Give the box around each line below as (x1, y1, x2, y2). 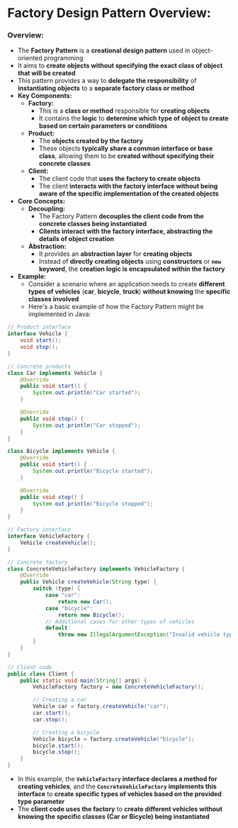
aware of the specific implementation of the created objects (38, 189, 220, 198)
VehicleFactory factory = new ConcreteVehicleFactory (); (33, 683, 204, 690)
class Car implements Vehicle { (7, 369, 103, 376)
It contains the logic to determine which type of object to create (38, 114, 229, 123)
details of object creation (38, 235, 115, 243)
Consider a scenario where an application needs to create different (28, 280, 225, 289)
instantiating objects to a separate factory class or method (17, 84, 195, 93)
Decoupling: (28, 204, 66, 213)
